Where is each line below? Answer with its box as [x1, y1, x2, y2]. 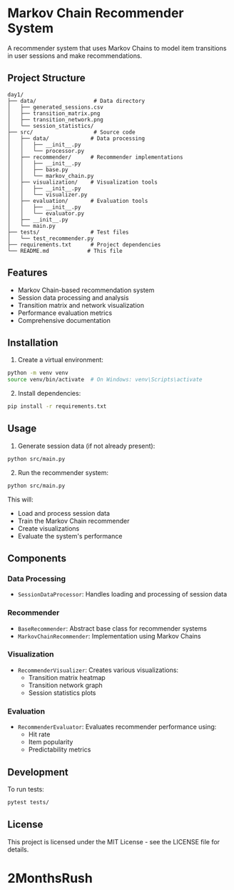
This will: [7, 495, 34, 504]
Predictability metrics [28, 745, 91, 754]
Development [7, 766, 69, 778]
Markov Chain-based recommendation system [17, 286, 155, 294]
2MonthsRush [7, 870, 93, 886]
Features [7, 266, 48, 279]
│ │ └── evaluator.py [7, 209, 84, 217]
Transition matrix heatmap [28, 673, 106, 681]
